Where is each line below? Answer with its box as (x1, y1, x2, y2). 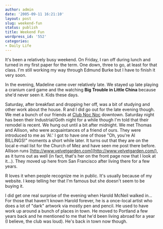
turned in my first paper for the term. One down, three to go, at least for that (5, 62, 157, 68)
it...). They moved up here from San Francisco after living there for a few (5, 158, 150, 164)
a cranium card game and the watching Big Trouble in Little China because (5, 87, 156, 92)
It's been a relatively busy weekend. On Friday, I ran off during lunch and (5, 56, 151, 62)
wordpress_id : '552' (5, 35, 47, 39)
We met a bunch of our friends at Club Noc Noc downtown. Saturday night (5, 111, 155, 117)
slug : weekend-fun (5, 20, 42, 26)
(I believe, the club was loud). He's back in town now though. (5, 218, 127, 224)
